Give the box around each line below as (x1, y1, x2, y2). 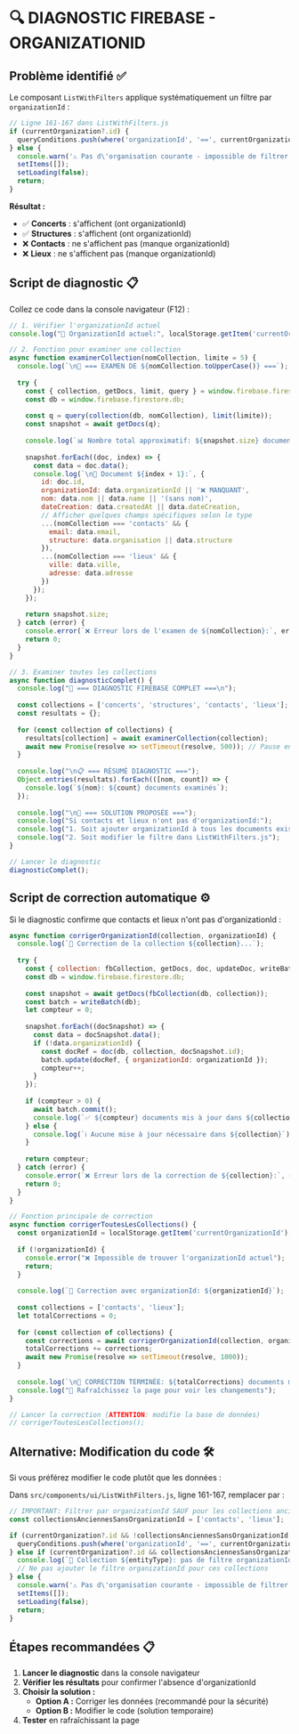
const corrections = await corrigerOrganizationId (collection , (25, 1336, 265, 1345)
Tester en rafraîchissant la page (21, 1715, 141, 1726)
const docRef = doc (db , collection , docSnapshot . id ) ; (41, 1047, 245, 1056)
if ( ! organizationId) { (17, 1244, 105, 1254)
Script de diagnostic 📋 (9, 276, 139, 291)
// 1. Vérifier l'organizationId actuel (9, 320, 162, 330)
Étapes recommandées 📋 (9, 1640, 156, 1655)
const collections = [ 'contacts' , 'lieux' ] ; (17, 1303, 185, 1312)
